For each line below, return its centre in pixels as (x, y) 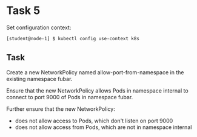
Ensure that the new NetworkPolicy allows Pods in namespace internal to (98, 90)
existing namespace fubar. (39, 79)
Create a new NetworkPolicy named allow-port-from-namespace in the (95, 72)
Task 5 (23, 11)
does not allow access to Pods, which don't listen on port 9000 (94, 121)
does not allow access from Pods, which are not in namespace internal (103, 127)
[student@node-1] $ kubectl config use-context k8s (73, 38)
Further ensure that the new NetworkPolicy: (61, 109)
